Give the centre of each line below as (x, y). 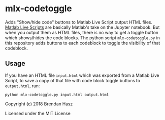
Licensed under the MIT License (38, 113)
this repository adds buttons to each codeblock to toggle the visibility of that (82, 43)
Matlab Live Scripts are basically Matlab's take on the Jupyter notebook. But (82, 27)
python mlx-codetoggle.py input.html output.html (57, 95)
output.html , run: (23, 86)
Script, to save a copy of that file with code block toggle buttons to (73, 80)
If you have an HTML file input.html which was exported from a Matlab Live (82, 75)
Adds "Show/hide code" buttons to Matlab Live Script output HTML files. (79, 22)
